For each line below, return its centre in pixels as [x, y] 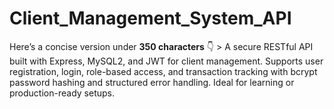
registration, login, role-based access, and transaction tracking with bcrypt [163, 71]
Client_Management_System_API [150, 18]
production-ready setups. [62, 93]
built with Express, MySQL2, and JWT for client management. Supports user [166, 61]
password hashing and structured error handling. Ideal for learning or [152, 82]
